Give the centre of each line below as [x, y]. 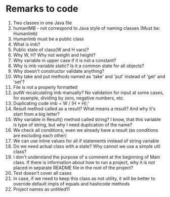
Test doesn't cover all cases [42, 173]
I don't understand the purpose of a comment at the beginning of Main [87, 157]
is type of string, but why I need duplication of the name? [73, 125]
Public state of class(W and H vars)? [51, 50]
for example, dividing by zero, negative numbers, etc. [69, 98]
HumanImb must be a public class [48, 39]
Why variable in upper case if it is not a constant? [65, 60]
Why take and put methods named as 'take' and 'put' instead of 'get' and [89, 76]
